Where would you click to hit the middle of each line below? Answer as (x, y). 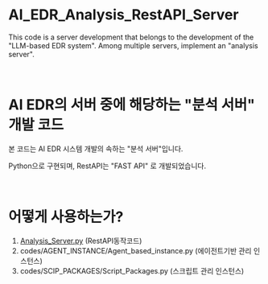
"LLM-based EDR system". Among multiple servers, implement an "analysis (134, 45)
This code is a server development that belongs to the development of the (131, 37)
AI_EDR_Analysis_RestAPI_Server (124, 15)
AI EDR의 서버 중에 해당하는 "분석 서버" (132, 105)
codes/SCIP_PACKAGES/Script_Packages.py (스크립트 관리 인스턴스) (132, 270)
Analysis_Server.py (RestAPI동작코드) (81, 241)
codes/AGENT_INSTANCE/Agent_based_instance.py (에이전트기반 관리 (136, 250)
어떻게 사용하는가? (66, 217)
